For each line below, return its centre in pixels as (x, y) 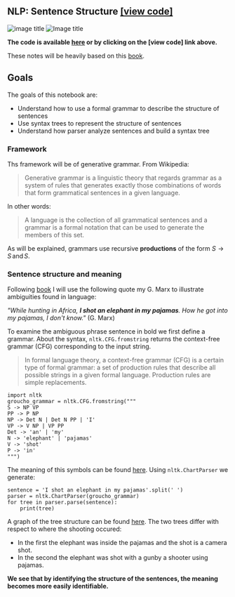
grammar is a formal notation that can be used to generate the (114, 227)
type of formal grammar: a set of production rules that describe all (120, 367)
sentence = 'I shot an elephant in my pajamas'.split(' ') (95, 490)
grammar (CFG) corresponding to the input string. (79, 346)
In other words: (29, 206)
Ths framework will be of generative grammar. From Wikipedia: (98, 164)
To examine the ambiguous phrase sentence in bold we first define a (106, 332)
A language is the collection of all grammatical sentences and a (116, 220)
